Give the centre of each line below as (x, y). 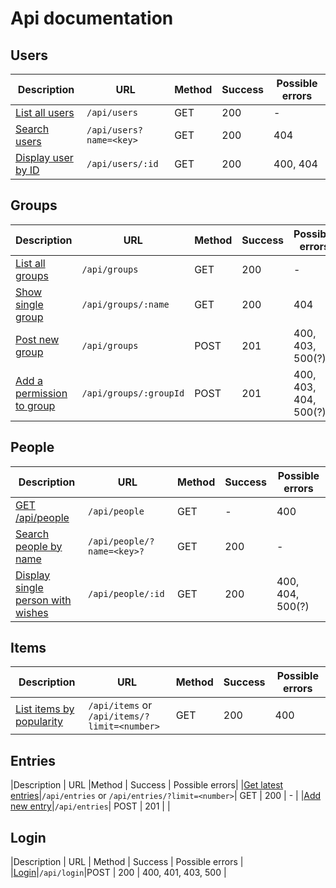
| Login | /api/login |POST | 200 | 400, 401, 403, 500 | (118, 873)
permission (41, 393)
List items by (45, 709)
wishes (32, 612)
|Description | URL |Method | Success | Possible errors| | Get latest (147, 785)
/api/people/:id (126, 593)
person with (43, 600)
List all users (45, 112)
